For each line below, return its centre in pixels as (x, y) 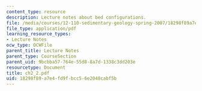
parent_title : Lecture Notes (43, 51)
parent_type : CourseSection (41, 56)
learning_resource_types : (38, 34)
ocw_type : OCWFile (29, 45)
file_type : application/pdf (41, 28)
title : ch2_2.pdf (28, 73)
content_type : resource (36, 12)
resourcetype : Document (36, 67)
